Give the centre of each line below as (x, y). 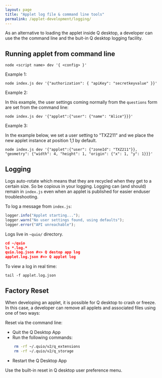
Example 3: (16, 126)
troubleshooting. (22, 197)
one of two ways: (23, 313)
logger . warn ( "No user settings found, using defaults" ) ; (65, 220)
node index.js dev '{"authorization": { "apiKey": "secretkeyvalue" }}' (81, 84)
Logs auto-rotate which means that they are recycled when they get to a (78, 181)
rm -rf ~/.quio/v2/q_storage (44, 351)
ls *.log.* (16, 248)
